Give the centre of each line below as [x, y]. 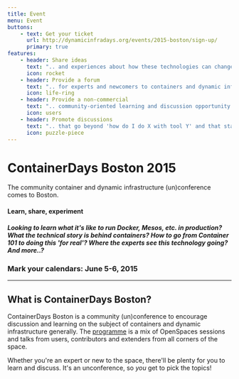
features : [22, 54]
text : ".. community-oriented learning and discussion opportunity [128, 106]
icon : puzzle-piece [55, 133]
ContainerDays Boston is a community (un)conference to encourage [107, 317]
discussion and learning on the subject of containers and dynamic [104, 324]
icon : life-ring [50, 93]
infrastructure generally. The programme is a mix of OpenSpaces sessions [116, 331]
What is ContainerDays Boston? [79, 299]
